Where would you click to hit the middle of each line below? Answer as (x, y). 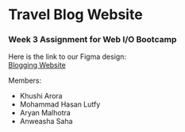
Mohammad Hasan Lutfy (60, 104)
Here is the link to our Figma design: (67, 56)
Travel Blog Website (75, 15)
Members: (25, 80)
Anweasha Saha (46, 122)
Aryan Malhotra (45, 113)
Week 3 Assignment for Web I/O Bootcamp (92, 40)
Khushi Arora (41, 96)
